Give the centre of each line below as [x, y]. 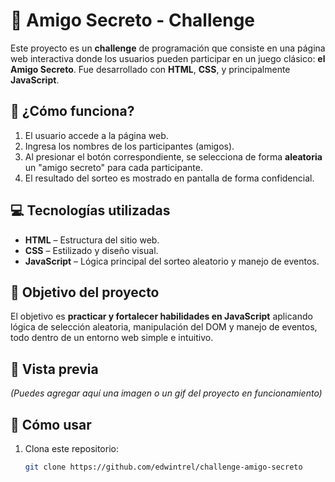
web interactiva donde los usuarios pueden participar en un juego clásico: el [168, 58]
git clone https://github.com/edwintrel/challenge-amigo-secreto [163, 467]
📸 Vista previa [54, 369]
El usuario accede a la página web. [96, 135]
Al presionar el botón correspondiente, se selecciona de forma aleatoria [173, 156]
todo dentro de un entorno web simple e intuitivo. [112, 338]
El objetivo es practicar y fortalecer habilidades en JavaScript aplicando [161, 316]
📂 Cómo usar [51, 424]
